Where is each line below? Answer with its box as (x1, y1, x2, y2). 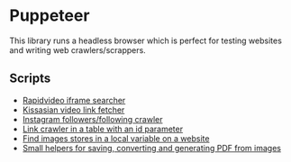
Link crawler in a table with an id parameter (22, 123, 183, 134)
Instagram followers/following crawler (22, 113, 163, 124)
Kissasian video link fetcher (22, 104, 125, 115)
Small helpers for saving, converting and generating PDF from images (22, 142, 282, 153)
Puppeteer (9, 5, 90, 26)
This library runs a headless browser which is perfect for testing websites (9, 35, 282, 46)
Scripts (9, 71, 51, 86)
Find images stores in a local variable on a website (22, 132, 210, 144)
